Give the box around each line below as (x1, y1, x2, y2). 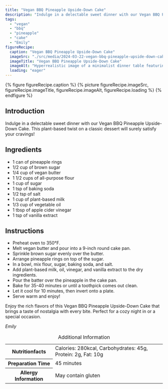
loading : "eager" (9, 68, 46, 73)
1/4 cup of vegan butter (12, 169, 61, 176)
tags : (5, 17, 16, 22)
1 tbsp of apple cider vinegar (12, 207, 71, 213)
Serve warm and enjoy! (12, 293, 60, 299)
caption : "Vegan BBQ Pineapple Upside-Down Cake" (9, 49, 115, 54)
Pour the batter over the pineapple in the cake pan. (12, 277, 117, 284)
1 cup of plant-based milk (12, 196, 65, 202)
